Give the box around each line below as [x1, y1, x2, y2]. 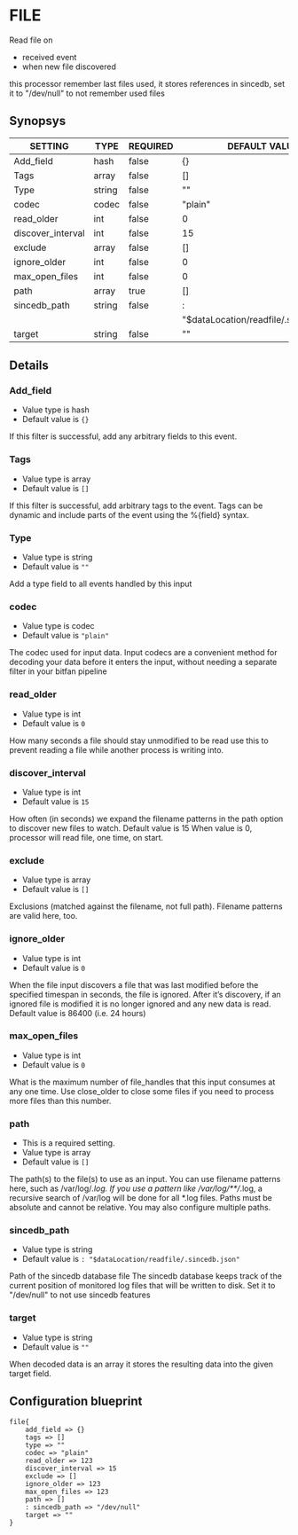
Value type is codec [21, 621, 95, 631]
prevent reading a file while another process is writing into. [9, 744, 224, 755]
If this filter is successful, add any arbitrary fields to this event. [9, 431, 238, 442]
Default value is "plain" [21, 630, 109, 641]
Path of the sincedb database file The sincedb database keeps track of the [9, 1271, 282, 1281]
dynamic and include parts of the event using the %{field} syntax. [9, 509, 250, 520]
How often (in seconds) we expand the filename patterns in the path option [9, 813, 284, 824]
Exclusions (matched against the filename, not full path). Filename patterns [9, 901, 283, 912]
